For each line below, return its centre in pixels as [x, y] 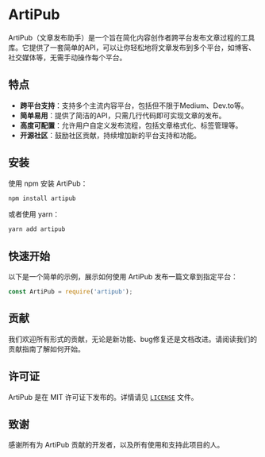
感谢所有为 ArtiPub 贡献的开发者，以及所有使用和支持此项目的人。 [116, 445]
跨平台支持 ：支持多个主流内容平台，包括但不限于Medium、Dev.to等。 [134, 106]
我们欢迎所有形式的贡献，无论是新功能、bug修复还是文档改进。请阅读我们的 [133, 339]
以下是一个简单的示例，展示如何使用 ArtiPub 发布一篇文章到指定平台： [123, 277]
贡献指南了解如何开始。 [46, 349]
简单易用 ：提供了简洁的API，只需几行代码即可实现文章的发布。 [123, 115]
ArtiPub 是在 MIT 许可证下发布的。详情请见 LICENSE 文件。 [103, 397]
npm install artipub [42, 198]
